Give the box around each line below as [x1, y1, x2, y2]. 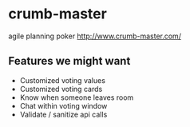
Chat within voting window [19, 101, 108, 110]
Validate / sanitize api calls [19, 109, 108, 119]
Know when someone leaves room [19, 93, 134, 102]
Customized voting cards [19, 84, 103, 93]
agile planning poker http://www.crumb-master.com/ [8, 31, 182, 41]
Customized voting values [19, 75, 106, 85]
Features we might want [8, 54, 131, 68]
